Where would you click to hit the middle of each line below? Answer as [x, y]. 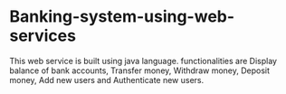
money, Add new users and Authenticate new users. [107, 80]
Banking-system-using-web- [122, 17]
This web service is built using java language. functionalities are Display [143, 61]
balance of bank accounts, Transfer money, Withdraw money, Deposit [139, 70]
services [43, 36]
